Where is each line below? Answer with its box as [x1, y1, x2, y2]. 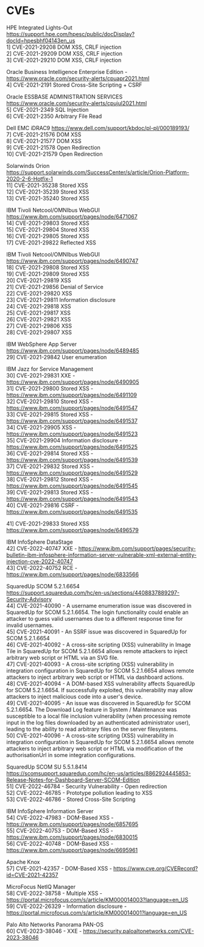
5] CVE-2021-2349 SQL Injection [6, 106, 89, 113]
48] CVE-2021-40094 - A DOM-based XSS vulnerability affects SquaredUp [6, 679, 195, 687]
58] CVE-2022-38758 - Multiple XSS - [6, 890, 102, 897]
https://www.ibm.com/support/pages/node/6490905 [6, 378, 139, 386]
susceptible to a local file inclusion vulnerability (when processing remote [6, 712, 191, 720]
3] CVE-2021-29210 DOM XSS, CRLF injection [6, 56, 122, 64]
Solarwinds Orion [6, 162, 50, 169]
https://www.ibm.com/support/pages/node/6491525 [6, 443, 138, 450]
